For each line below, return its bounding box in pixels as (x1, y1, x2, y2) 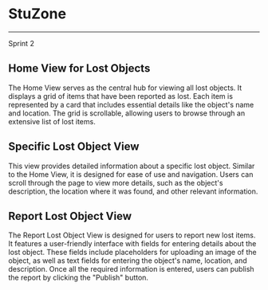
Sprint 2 (8, 38, 34, 48)
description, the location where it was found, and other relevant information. (8, 186, 258, 196)
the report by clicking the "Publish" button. (8, 272, 149, 283)
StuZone (8, 5, 66, 23)
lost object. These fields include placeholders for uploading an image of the (8, 248, 257, 257)
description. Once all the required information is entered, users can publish (8, 265, 254, 274)
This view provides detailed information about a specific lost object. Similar (8, 161, 255, 170)
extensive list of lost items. (8, 116, 96, 126)
